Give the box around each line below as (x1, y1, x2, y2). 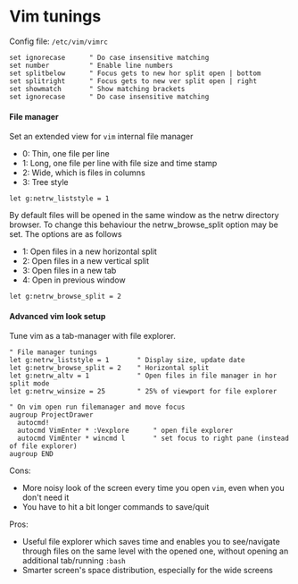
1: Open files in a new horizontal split (21, 246, 158, 257)
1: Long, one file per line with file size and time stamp (21, 158, 218, 169)
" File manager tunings (9, 348, 98, 357)
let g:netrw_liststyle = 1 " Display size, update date (9, 356, 245, 365)
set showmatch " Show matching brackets (9, 84, 186, 93)
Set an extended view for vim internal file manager (9, 131, 194, 142)
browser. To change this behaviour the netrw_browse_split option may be (9, 219, 278, 230)
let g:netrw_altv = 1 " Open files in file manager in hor (9, 371, 277, 381)
